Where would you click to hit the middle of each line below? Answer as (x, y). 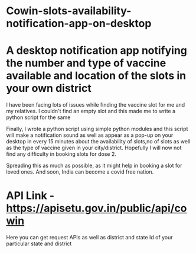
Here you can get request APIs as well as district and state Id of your (89, 238)
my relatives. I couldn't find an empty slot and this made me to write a (91, 111)
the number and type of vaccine (86, 63)
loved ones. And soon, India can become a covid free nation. (80, 172)
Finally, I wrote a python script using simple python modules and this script (97, 129)
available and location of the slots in (96, 76)
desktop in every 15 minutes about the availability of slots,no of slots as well (98, 142)
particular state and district (39, 244)
